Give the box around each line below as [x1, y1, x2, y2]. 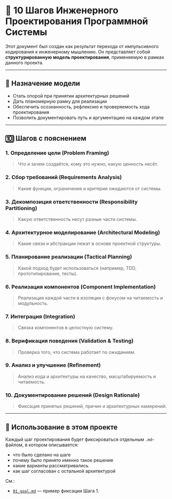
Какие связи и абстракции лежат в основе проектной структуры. [17, 240, 161, 247]
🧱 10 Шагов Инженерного [5, 5, 119, 16]
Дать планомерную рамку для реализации [12, 98, 107, 104]
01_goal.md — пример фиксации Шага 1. [12, 488, 99, 494]
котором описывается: [28, 442, 79, 448]
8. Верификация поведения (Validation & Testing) [5, 337, 134, 345]
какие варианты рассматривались [12, 462, 89, 468]
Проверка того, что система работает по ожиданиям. [17, 349, 136, 355]
